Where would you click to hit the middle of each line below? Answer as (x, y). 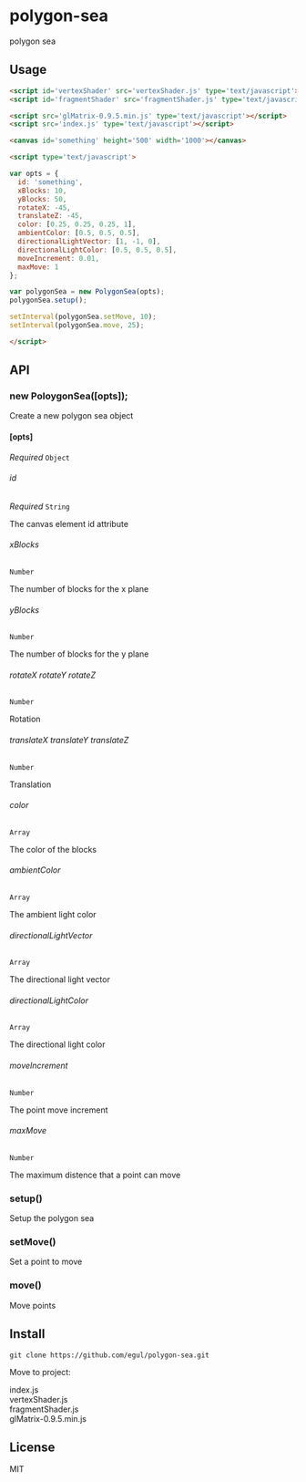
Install (27, 1334)
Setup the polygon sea (52, 1218)
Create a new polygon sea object (71, 416)
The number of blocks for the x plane (79, 589)
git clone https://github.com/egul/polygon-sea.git (109, 1355)
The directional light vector (60, 979)
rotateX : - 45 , (44, 207)
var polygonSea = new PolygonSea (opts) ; (87, 292)
